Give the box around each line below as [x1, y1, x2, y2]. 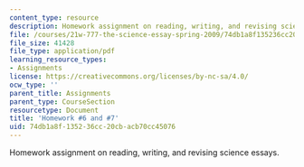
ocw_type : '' [9, 80, 59, 89]
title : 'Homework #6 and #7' [9, 114, 119, 123]
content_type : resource [9, 13, 100, 23]
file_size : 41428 [9, 38, 75, 48]
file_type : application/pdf [9, 47, 116, 56]
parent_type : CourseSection [9, 97, 116, 107]
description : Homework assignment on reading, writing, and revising [9, 22, 278, 31]
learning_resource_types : [9, 55, 107, 64]
